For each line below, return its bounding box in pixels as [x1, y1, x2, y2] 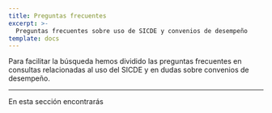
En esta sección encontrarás [8, 97, 104, 107]
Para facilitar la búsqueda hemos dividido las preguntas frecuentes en [8, 56, 242, 66]
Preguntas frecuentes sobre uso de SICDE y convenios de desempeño [15, 27, 249, 35]
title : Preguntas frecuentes [8, 11, 107, 20]
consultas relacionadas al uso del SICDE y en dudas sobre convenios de [8, 65, 249, 75]
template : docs [8, 34, 60, 43]
